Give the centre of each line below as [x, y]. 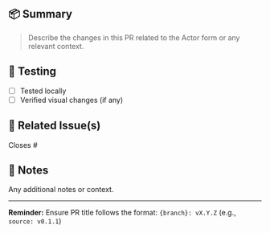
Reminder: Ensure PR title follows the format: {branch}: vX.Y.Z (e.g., [123, 213]
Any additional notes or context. [61, 190]
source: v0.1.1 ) [35, 221]
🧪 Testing [33, 72]
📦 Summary [40, 14]
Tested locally [43, 91]
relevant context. [56, 46]
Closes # [23, 145]
